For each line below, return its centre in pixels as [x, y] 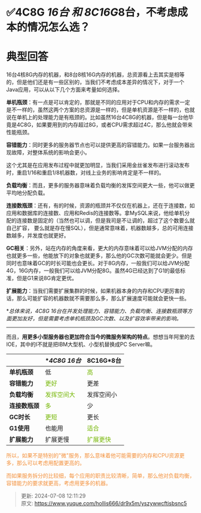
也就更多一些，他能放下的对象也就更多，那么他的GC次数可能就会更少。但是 [99, 256]
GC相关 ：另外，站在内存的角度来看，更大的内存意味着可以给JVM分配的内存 [100, 248]
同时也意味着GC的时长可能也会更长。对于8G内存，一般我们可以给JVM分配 [98, 263]
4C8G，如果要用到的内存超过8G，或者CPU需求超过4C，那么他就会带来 [105, 125]
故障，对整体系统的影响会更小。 [51, 153]
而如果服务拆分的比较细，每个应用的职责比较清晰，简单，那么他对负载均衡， [100, 476]
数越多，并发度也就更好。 [38, 236]
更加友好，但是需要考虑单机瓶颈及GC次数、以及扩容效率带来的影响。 [96, 318]
